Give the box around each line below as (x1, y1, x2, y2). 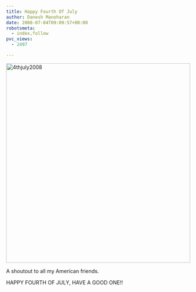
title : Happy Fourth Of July (6, 8, 78, 15)
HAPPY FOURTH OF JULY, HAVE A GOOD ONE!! (6, 278, 124, 286)
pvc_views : (6, 36, 33, 42)
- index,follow (11, 31, 49, 37)
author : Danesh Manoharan (6, 14, 69, 20)
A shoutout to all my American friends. (6, 267, 99, 274)
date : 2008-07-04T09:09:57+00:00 (6, 19, 88, 25)
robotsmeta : (6, 25, 35, 31)
